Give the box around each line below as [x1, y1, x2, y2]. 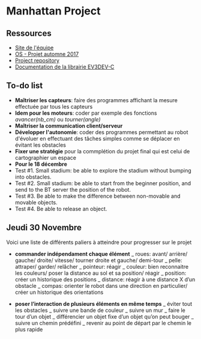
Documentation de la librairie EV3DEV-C [14, 63, 115, 70]
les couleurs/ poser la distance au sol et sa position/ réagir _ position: [14, 269, 187, 276]
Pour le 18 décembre [14, 160, 68, 168]
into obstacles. [14, 173, 52, 180]
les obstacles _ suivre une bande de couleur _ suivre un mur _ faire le [14, 307, 186, 314]
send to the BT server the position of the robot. [14, 186, 131, 193]
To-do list [6, 81, 43, 91]
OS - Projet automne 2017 [14, 50, 79, 58]
